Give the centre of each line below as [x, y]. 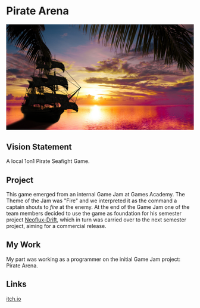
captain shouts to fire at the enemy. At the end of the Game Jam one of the [98, 207]
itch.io [14, 298]
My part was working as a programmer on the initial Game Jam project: [93, 259]
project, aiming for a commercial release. [57, 226]
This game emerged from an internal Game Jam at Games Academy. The [96, 195]
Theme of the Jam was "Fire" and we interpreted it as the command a [92, 201]
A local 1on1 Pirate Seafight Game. [48, 161]
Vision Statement [39, 147]
